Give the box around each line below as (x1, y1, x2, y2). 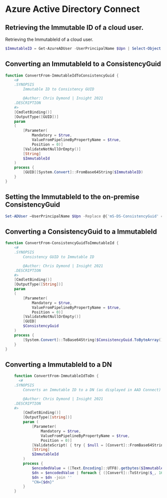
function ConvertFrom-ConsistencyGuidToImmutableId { (5, 241, 119, 246)
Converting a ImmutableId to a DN (5, 360, 112, 369)
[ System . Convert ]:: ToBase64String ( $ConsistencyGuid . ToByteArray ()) (23, 337, 166, 342)
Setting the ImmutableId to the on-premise (5, 193, 140, 201)
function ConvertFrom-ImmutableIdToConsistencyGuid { (5, 73, 119, 78)
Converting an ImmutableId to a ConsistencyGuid (5, 60, 162, 68)
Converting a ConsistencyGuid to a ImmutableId (5, 227, 158, 236)
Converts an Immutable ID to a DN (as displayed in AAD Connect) (23, 387, 162, 392)
